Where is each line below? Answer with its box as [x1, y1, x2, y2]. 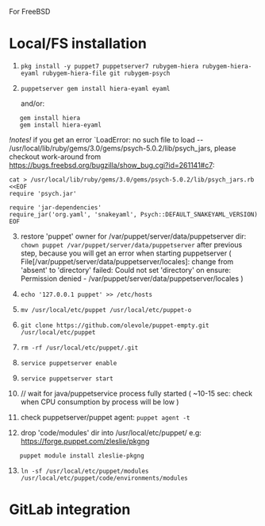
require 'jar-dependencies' [9, 203, 102, 212]
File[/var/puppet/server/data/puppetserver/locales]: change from [20, 256, 234, 266]
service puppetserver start [20, 374, 113, 383]
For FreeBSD [9, 7, 51, 16]
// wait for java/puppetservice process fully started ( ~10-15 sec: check [20, 388, 253, 398]
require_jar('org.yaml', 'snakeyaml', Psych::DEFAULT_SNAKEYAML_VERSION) [9, 210, 259, 218]
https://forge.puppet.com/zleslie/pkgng [20, 436, 150, 446]
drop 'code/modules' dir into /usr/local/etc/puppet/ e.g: [20, 427, 202, 437]
